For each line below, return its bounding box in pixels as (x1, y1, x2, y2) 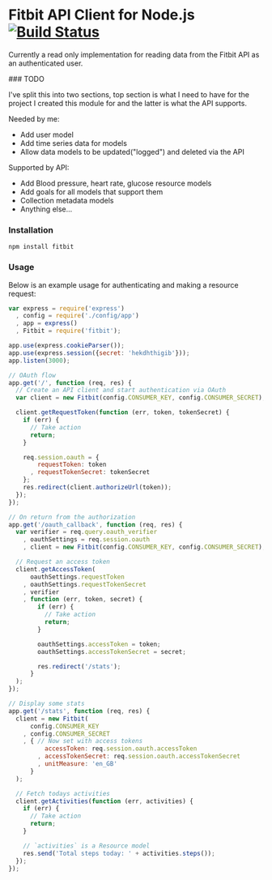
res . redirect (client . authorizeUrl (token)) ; (23, 484, 172, 492)
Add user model (19, 130, 74, 139)
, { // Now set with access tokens (23, 737, 143, 745)
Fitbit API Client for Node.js (8, 6, 196, 24)
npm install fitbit (8, 243, 74, 251)
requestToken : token (37, 460, 107, 469)
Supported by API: (8, 162, 70, 172)
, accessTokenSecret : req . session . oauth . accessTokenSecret (37, 752, 241, 761)
